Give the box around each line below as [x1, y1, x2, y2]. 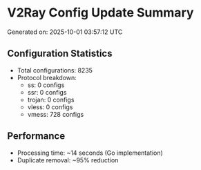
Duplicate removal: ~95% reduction [17, 155, 119, 164]
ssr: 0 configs [27, 88, 67, 96]
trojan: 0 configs [27, 95, 75, 104]
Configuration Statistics [7, 48, 113, 59]
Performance [7, 130, 66, 142]
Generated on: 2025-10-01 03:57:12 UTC [7, 28, 123, 36]
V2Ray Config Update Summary [7, 5, 194, 21]
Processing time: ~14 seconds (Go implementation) [17, 149, 164, 157]
